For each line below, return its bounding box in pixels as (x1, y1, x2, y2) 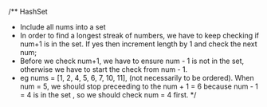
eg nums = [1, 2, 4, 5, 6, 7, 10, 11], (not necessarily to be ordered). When (19, 73, 255, 82)
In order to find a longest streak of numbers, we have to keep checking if (19, 31, 260, 40)
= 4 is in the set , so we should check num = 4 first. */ (19, 90, 197, 99)
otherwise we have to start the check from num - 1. (19, 65, 188, 74)
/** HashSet (8, 7, 48, 16)
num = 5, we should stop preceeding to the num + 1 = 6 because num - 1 (19, 81, 259, 91)
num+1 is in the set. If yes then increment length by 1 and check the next (19, 39, 257, 49)
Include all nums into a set (19, 22, 106, 31)
